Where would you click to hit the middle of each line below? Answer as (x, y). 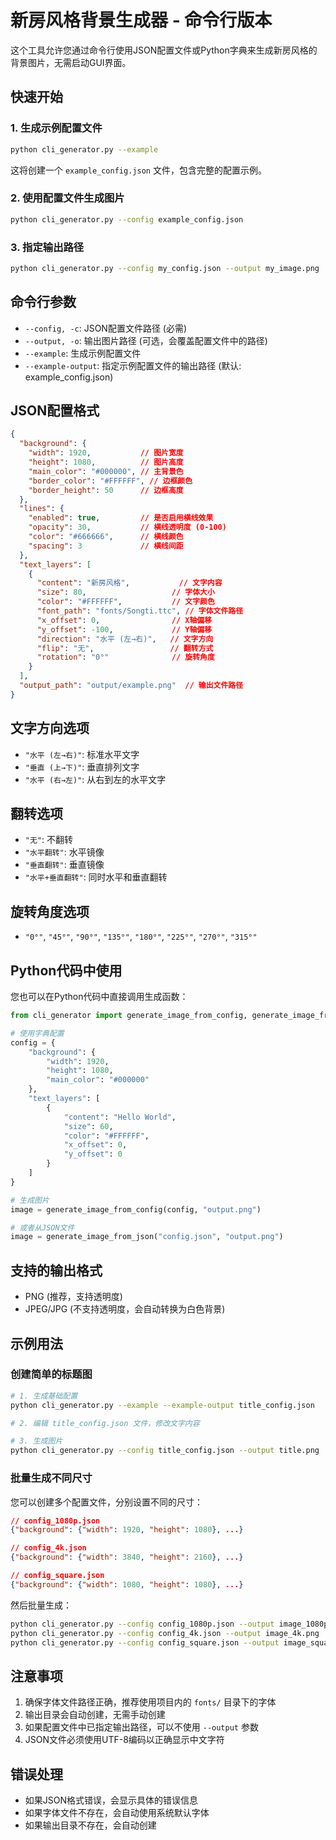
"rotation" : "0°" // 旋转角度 (125, 657)
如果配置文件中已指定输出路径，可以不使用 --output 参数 (141, 1727)
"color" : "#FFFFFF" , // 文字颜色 (125, 602)
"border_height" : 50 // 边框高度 (106, 490)
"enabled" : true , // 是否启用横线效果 (121, 518)
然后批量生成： (41, 1605)
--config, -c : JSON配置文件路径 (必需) (106, 328)
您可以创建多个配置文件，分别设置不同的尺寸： (106, 1502)
